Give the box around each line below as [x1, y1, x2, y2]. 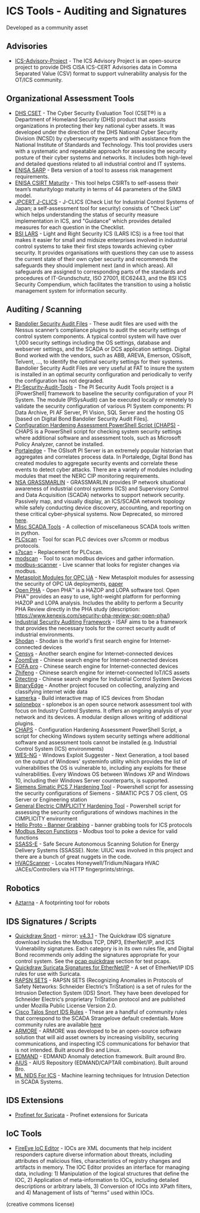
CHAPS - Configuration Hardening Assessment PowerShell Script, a [14, 726, 182, 733]
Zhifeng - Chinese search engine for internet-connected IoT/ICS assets [14, 669, 190, 676]
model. [14, 192, 32, 199]
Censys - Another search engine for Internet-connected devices [14, 650, 173, 658]
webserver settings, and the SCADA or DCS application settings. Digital [14, 345, 190, 353]
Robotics [6, 883, 41, 893]
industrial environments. [14, 631, 75, 638]
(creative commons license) [6, 1200, 75, 1208]
